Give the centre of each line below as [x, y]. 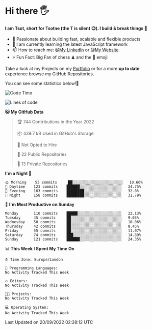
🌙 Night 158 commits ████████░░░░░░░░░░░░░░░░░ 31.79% [73, 195]
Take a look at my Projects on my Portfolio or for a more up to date [72, 69]
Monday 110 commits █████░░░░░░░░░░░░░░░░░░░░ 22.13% [73, 213]
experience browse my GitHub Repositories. [50, 74]
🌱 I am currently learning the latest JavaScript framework [70, 44]
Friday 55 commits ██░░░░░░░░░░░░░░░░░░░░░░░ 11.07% [73, 231]
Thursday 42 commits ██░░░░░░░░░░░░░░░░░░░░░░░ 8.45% [72, 226]
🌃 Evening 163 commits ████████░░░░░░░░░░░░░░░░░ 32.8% [72, 191]
